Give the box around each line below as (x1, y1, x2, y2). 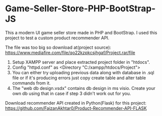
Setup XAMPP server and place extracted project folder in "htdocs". (12, 59, 150, 65)
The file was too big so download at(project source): (5, 44, 112, 50)
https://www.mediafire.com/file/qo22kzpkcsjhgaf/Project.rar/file (5, 50, 135, 56)
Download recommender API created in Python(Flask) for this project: (5, 100, 147, 106)
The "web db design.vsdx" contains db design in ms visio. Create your (12, 85, 156, 91)
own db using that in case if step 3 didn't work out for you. (12, 90, 131, 96)
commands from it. (12, 80, 51, 86)
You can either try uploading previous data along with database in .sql (12, 69, 154, 75)
